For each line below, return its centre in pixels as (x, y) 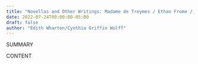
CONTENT (19, 56)
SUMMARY (20, 45)
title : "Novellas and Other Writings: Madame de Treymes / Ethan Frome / (100, 11)
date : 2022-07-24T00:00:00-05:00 (48, 17)
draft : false (22, 22)
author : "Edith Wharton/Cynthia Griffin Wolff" (66, 28)
